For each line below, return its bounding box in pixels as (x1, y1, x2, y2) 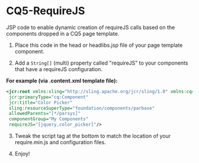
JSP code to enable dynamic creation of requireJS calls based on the (6, 24, 175, 31)
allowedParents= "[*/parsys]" (8, 111, 81, 117)
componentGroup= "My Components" (8, 116, 89, 122)
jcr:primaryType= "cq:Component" (8, 94, 89, 100)
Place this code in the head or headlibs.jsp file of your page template (14, 41, 183, 49)
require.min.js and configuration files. (14, 139, 107, 146)
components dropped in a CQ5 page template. (6, 30, 120, 37)
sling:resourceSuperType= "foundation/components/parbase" (8, 105, 155, 111)
